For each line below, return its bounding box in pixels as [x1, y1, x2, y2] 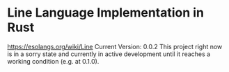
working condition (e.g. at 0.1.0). [7, 57, 100, 65]
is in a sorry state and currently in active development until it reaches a [7, 50, 211, 58]
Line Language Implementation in [7, 5, 204, 21]
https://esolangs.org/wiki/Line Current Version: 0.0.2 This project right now [7, 42, 223, 51]
